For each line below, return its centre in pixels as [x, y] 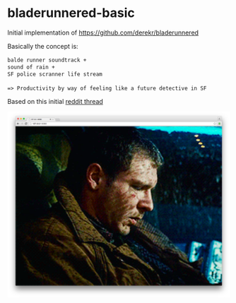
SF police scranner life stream [55, 74]
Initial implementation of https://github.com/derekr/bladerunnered [103, 32]
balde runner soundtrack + [47, 60]
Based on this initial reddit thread [55, 101]
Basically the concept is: [43, 46]
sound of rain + [31, 67]
